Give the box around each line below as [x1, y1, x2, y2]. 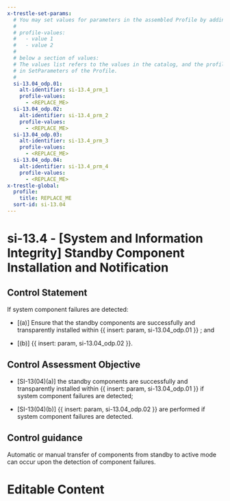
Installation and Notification [7, 260, 169, 276]
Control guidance [7, 432, 84, 444]
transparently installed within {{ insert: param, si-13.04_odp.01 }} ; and [16, 326, 215, 334]
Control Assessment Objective [7, 359, 141, 371]
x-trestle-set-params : [7, 10, 72, 17]
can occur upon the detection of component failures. [7, 457, 156, 466]
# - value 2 [13, 42, 53, 49]
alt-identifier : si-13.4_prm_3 [19, 138, 109, 145]
